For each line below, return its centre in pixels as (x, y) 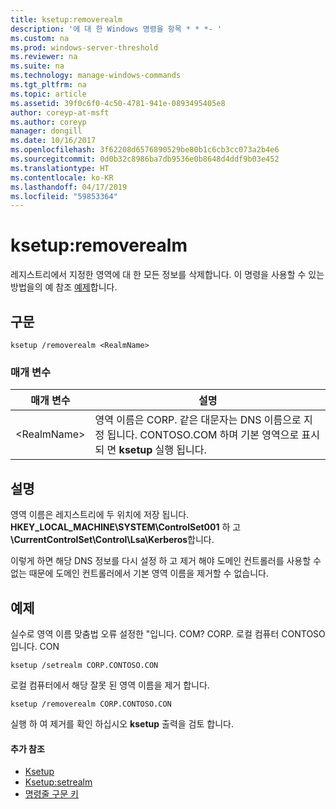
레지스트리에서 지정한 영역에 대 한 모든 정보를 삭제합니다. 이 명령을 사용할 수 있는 (167, 275)
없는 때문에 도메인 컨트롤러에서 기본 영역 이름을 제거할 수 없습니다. (139, 573)
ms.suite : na (37, 66)
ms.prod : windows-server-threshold (84, 47)
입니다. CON (35, 646)
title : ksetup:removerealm (66, 19)
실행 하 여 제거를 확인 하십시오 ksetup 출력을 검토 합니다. (122, 723)
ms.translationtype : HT (60, 168)
